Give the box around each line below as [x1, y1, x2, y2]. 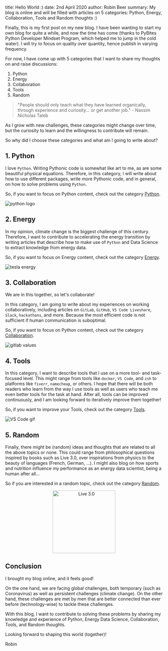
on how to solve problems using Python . [5, 181, 87, 187]
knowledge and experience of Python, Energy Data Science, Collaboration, [5, 616, 159, 622]
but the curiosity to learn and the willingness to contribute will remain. [5, 127, 149, 134]
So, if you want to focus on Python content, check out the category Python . [5, 191, 161, 197]
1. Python [5, 152, 35, 160]
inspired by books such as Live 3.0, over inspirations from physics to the [5, 455, 154, 461]
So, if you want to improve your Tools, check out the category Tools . [5, 407, 146, 413]
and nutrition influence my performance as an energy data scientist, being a [5, 465, 161, 471]
